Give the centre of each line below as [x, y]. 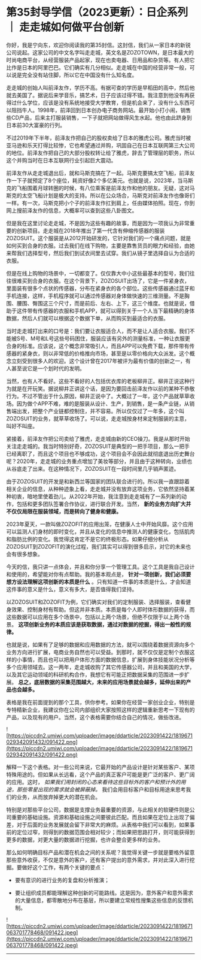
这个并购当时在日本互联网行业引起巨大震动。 [61, 160]
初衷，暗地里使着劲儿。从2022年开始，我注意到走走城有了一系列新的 [96, 496]
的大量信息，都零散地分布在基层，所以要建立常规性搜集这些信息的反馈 [101, 900]
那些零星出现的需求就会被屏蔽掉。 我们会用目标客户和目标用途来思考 [101, 789]
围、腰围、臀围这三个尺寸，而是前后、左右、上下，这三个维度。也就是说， [98, 303]
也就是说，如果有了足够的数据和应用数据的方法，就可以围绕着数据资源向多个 [100, 644]
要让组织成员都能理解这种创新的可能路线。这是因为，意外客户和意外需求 [104, 892]
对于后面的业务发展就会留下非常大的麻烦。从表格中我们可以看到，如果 [103, 825]
